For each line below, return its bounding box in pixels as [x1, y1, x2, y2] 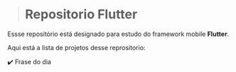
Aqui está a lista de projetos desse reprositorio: [7, 43, 146, 52]
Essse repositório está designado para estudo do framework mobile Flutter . [7, 30, 230, 38]
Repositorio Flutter [24, 6, 138, 23]
